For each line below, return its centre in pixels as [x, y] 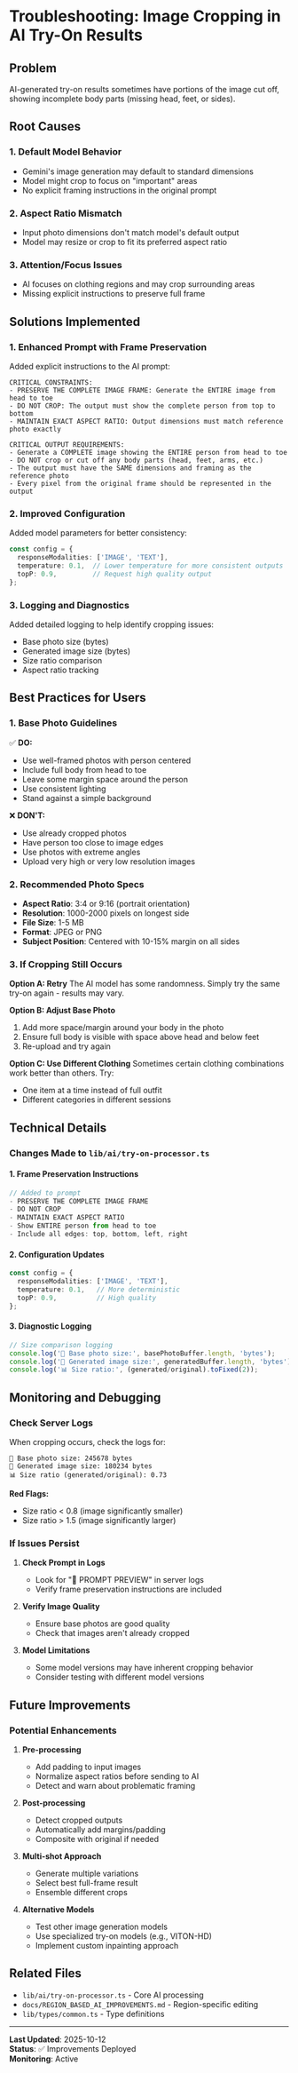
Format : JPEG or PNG [62, 932]
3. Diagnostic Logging [51, 1326]
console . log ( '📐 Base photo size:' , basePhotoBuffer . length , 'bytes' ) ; [142, 1353]
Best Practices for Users [78, 698]
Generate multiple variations [87, 1873]
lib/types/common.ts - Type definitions [93, 2013]
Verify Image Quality [61, 1607]
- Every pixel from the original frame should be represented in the [141, 483]
